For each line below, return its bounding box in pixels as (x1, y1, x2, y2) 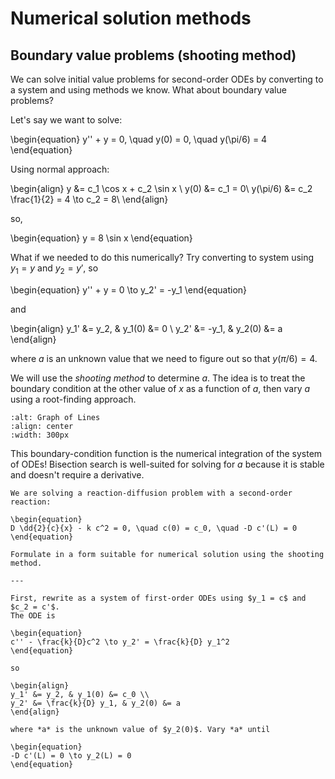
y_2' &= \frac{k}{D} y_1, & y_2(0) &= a (10, 698, 182, 708)
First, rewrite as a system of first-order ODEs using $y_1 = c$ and (10, 593, 307, 603)
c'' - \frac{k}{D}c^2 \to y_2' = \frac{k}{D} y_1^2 (10, 637, 230, 647)
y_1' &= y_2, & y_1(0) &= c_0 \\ (10, 689, 150, 699)
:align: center (10, 421, 74, 431)
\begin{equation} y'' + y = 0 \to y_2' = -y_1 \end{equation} (10, 283, 248, 296)
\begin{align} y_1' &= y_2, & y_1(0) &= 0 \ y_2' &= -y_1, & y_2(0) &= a (10, 322, 283, 334)
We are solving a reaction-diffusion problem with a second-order (10, 488, 293, 498)
